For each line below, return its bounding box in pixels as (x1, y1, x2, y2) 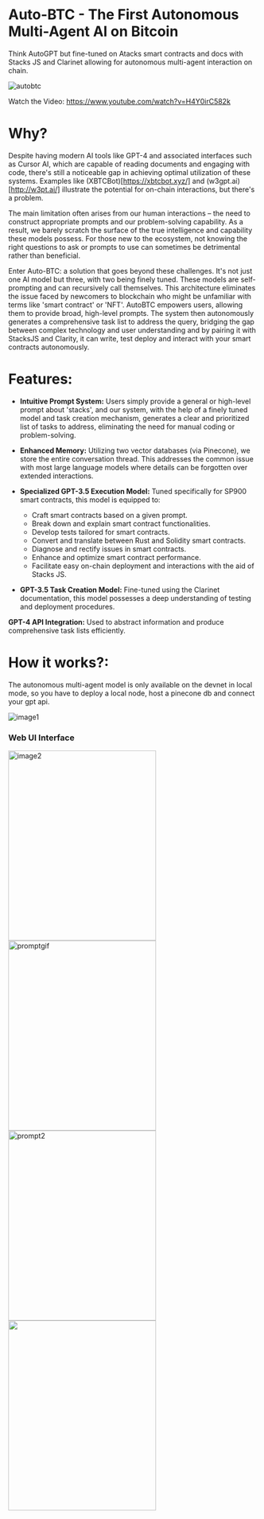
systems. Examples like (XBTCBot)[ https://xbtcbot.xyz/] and (8, 176, 205, 185)
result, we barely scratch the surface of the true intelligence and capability (8, 225, 253, 235)
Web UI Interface (8, 732, 75, 743)
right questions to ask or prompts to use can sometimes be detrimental (8, 242, 241, 251)
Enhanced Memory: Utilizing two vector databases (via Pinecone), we (19, 446, 250, 455)
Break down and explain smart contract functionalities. (31, 519, 211, 528)
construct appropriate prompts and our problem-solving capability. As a (8, 216, 244, 226)
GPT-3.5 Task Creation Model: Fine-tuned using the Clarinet (19, 585, 220, 594)
